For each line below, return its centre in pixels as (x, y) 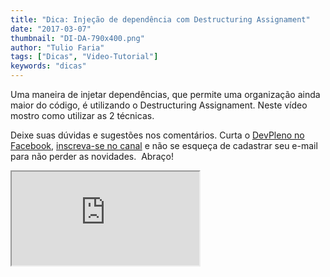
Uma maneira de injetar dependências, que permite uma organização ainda (165, 94)
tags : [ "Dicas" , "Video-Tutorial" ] (84, 57)
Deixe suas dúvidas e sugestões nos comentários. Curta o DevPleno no (157, 135)
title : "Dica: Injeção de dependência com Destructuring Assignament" (160, 19)
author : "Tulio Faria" (57, 47)
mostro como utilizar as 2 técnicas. (82, 115)
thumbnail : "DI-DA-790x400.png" (77, 38)
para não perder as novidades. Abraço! (92, 156)
